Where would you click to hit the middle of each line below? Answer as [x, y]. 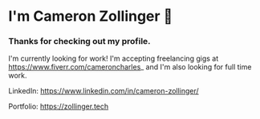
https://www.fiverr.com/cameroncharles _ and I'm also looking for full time [130, 67]
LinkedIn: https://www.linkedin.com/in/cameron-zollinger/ [104, 91]
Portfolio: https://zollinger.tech [59, 106]
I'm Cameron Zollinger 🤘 [91, 16]
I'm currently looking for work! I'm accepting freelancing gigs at [114, 58]
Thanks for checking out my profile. [79, 42]
